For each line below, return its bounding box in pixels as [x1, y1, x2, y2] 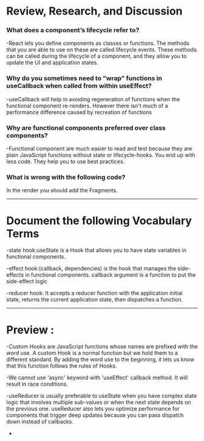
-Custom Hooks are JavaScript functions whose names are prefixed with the [6, 343, 198, 350]
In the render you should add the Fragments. [6, 187, 118, 194]
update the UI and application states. [6, 59, 98, 66]
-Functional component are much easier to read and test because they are [6, 145, 192, 152]
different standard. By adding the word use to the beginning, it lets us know [6, 356, 195, 363]
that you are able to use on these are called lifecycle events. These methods [6, 46, 197, 53]
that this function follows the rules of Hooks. [6, 362, 117, 369]
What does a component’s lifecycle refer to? [6, 26, 140, 35]
